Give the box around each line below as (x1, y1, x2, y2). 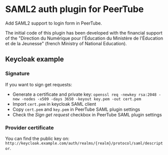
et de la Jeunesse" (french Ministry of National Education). (5, 40, 127, 46)
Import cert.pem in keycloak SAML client (12, 101, 97, 107)
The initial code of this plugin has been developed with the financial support (5, 30, 162, 36)
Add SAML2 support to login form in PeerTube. (5, 20, 102, 26)
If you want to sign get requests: (5, 81, 72, 87)
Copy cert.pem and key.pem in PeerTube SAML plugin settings (12, 106, 140, 112)
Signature (5, 70, 30, 77)
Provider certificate (5, 124, 54, 131)
